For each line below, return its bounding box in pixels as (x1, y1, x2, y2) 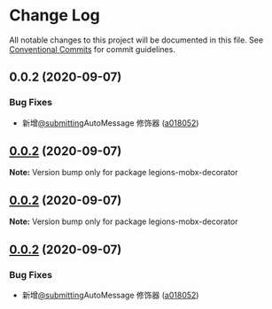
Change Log (9, 5, 100, 26)
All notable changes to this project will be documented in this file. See (9, 35, 264, 45)
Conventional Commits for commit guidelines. (9, 43, 175, 54)
